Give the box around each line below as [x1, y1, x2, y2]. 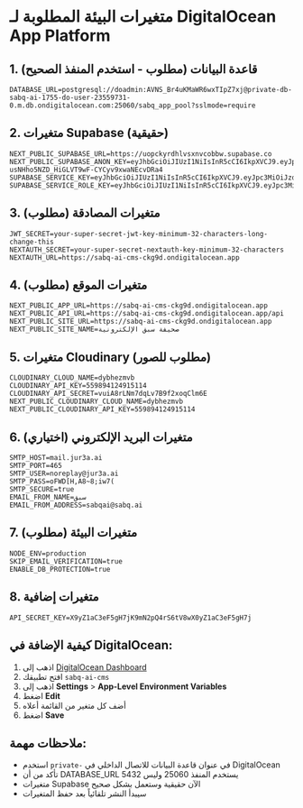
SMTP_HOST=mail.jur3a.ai [9, 454, 103, 463]
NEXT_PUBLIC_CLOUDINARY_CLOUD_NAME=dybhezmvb [9, 397, 183, 407]
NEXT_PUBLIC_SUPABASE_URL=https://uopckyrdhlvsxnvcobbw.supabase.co [9, 149, 272, 159]
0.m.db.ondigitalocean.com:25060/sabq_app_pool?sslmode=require [9, 101, 256, 110]
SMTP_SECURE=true [9, 485, 75, 494]
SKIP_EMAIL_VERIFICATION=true [9, 556, 124, 565]
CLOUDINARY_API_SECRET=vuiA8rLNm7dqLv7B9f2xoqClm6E [9, 390, 207, 399]
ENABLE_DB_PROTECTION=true [9, 565, 111, 574]
